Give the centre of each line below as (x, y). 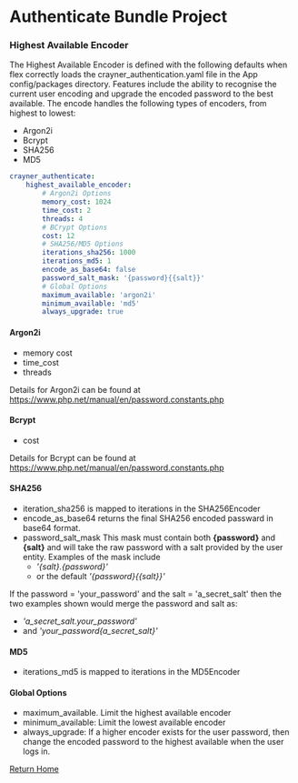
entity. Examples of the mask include (91, 557)
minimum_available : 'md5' (91, 303)
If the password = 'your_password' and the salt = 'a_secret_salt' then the (145, 594)
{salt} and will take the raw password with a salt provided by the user (153, 547)
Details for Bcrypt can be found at (73, 457)
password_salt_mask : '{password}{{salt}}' (124, 278)
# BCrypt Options (74, 227)
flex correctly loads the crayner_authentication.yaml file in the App (134, 75)
